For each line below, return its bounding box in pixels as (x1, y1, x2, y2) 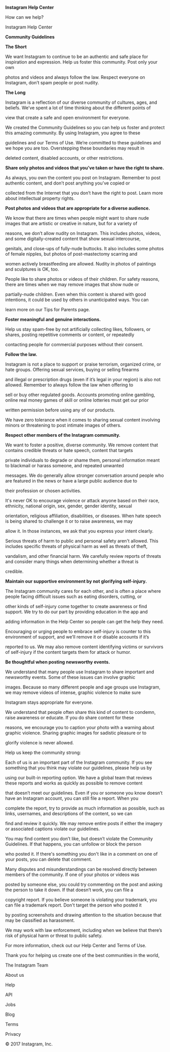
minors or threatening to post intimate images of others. (5, 422, 121, 428)
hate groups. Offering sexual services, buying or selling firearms (5, 367, 139, 373)
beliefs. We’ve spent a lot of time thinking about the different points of (5, 105, 151, 111)
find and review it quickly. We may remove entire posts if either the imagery (5, 821, 163, 826)
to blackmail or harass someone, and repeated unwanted (5, 463, 124, 468)
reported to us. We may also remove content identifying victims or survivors (5, 644, 163, 650)
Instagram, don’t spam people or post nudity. (5, 80, 99, 85)
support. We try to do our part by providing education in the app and (5, 609, 148, 615)
